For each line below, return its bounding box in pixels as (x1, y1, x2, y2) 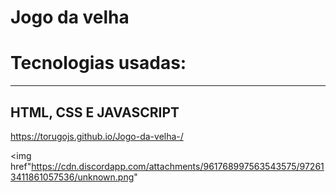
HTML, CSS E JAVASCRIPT (10, 104, 180, 121)
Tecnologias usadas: (10, 52, 187, 75)
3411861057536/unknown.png (10, 171, 135, 183)
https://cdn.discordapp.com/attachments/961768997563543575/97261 (31, 160, 325, 172)
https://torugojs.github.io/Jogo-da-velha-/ (10, 130, 184, 142)
